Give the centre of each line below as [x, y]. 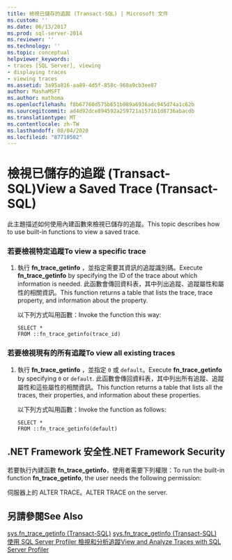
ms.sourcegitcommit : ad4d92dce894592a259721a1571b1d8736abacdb [101, 111]
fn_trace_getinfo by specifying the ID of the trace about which [107, 276]
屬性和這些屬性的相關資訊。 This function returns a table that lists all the [120, 387]
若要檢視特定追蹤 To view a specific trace [77, 251]
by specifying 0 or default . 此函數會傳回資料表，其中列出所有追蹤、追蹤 [121, 378]
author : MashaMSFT [34, 91]
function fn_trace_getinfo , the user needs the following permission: [105, 478]
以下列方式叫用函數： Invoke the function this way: [89, 315]
